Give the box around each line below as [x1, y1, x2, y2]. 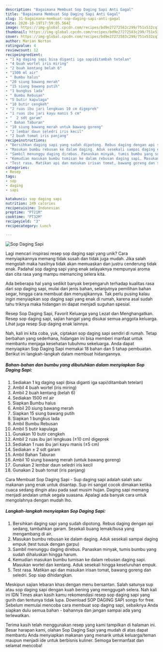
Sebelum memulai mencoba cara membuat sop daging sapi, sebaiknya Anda [5, 602, 158, 608]
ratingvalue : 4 [5, 43, 36, 48]
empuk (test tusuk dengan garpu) [12, 541, 80, 547]
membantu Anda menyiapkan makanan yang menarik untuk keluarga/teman [5, 632, 156, 638]
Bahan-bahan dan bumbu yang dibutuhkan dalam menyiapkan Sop [5, 362, 145, 368]
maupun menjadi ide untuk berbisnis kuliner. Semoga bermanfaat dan [5, 637, 144, 643]
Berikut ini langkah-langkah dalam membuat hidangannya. [5, 351, 121, 357]
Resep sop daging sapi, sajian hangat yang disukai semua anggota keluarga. [5, 316, 158, 321]
